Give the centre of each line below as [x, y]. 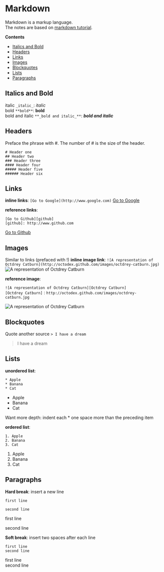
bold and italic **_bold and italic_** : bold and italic [59, 116]
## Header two [20, 156]
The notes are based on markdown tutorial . [49, 27]
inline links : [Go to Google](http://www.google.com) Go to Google [72, 200]
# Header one [18, 152]
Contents [15, 37]
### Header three [23, 160]
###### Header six [24, 174]
